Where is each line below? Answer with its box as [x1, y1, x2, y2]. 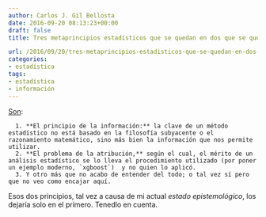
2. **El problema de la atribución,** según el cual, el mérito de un [15, 150, 253, 158]
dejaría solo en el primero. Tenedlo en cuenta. [8, 200, 158, 209]
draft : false [8, 26, 51, 34]
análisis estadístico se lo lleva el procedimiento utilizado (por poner [8, 156, 257, 165]
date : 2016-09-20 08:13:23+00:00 [8, 19, 119, 27]
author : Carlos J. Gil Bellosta [8, 11, 115, 20]
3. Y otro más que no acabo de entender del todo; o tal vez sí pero [15, 170, 249, 178]
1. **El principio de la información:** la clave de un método [15, 122, 228, 130]
